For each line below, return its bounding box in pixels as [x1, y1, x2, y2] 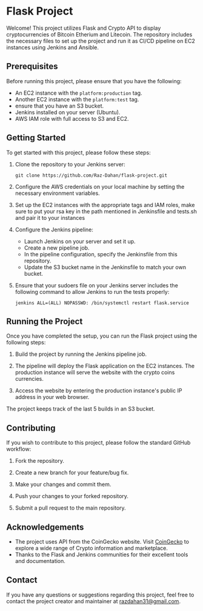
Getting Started [6, 132, 66, 143]
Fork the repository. [15, 457, 65, 465]
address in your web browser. [15, 394, 90, 401]
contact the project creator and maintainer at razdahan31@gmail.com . [6, 597, 181, 605]
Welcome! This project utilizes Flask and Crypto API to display [6, 24, 161, 32]
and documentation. [15, 558, 65, 564]
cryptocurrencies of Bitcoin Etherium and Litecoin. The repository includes [6, 30, 193, 38]
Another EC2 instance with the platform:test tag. [15, 95, 139, 103]
